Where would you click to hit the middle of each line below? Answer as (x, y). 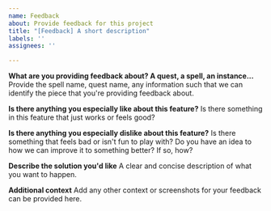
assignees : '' (32, 46)
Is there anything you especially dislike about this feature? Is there (122, 133)
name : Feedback (34, 16)
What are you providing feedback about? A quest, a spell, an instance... (131, 76)
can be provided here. (45, 199)
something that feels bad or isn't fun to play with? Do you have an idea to (130, 141)
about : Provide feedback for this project (81, 23)
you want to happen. (42, 175)
